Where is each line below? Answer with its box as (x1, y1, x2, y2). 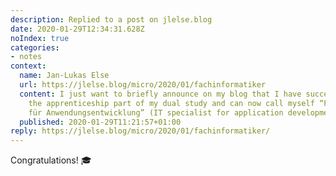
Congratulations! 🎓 (10, 154, 92, 166)
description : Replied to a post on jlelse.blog (10, 14, 213, 25)
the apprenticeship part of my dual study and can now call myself (28, 98, 315, 108)
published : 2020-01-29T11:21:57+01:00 (19, 117, 182, 127)
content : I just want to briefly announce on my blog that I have (19, 89, 302, 99)
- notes (10, 52, 43, 62)
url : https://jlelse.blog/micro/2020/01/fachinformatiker (19, 80, 267, 90)
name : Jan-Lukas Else (19, 71, 110, 81)
